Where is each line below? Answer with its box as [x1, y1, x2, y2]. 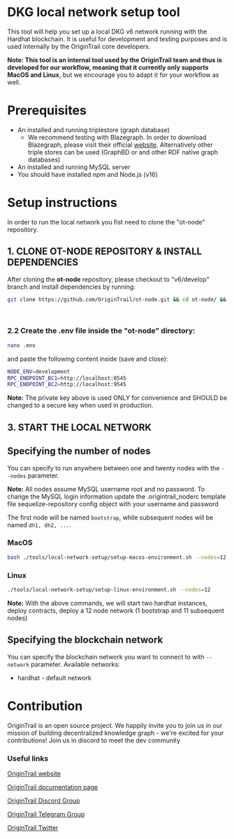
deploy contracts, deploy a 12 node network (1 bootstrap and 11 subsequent [7, 606, 225, 615]
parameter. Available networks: [31, 660, 120, 668]
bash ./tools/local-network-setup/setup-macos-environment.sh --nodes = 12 [7, 554, 227, 561]
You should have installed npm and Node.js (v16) [17, 170, 159, 178]
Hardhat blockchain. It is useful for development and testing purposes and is [7, 34, 228, 43]
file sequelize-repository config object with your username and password [7, 499, 219, 508]
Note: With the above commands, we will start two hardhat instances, [7, 598, 208, 607]
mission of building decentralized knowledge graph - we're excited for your [7, 729, 224, 737]
